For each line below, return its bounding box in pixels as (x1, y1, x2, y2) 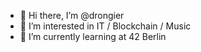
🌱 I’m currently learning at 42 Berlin (19, 31, 167, 42)
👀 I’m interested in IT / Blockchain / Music (19, 20, 192, 32)
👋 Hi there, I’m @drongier (19, 10, 125, 21)
